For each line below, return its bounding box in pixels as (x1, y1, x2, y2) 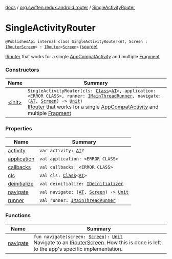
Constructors (5, 66, 39, 73)
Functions (5, 212, 31, 219)
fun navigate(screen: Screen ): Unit (33, 233, 123, 240)
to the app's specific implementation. (33, 245, 123, 252)
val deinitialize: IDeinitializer (39, 181, 124, 186)
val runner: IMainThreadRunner (39, 197, 116, 203)
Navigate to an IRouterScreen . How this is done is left (33, 239, 161, 246)
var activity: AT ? (39, 148, 84, 153)
